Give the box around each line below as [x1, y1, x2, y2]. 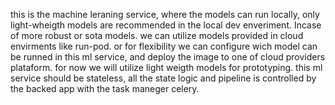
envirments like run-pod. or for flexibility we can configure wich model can [10, 40, 318, 52]
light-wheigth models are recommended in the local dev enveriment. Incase [10, 19, 322, 31]
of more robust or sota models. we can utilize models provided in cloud [10, 30, 304, 41]
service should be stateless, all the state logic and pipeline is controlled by [10, 72, 317, 84]
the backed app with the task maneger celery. [10, 83, 200, 94]
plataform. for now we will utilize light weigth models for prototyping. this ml [10, 62, 323, 73]
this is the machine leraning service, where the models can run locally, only [10, 9, 320, 20]
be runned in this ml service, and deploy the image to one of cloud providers [10, 51, 326, 63]
